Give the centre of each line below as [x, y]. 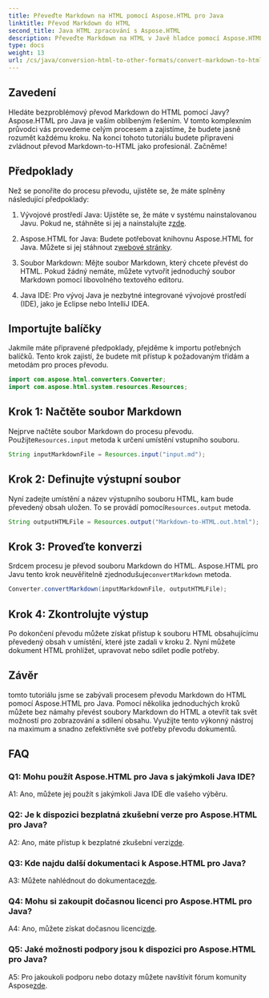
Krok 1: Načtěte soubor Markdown [95, 412]
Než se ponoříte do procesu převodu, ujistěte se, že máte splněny [117, 190]
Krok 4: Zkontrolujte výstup [79, 614]
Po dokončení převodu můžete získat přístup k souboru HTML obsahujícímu [133, 633]
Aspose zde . [28, 985]
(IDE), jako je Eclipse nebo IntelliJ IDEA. [85, 303]
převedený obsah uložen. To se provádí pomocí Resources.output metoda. [130, 507]
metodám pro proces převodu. [58, 365]
